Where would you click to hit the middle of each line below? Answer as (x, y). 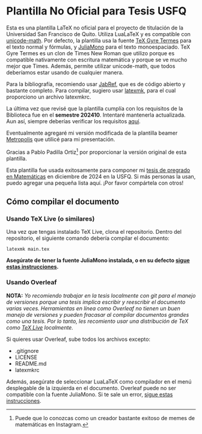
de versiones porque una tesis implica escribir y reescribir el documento (96, 302)
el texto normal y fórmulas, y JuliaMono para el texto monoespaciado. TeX (98, 47)
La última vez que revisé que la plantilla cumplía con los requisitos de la (95, 108)
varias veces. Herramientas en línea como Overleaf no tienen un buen (93, 308)
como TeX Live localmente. (40, 327)
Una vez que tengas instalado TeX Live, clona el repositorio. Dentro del (94, 232)
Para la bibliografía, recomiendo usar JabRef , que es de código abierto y (96, 84)
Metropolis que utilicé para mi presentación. (61, 139)
